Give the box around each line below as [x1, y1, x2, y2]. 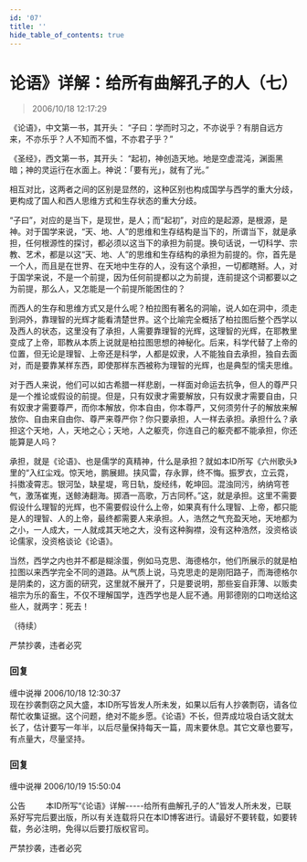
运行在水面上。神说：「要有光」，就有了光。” [48, 165, 210, 176]
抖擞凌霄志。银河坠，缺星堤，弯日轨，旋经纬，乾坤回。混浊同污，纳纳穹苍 [9, 479, 290, 490]
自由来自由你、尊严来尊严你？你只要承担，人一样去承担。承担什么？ [33, 413, 290, 425]
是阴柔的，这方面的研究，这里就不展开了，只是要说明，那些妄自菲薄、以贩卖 [9, 578, 298, 590]
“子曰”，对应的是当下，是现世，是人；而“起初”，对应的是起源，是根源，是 [9, 215, 288, 226]
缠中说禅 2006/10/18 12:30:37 [9, 687, 122, 698]
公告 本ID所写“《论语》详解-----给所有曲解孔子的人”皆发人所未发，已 [9, 800, 284, 811]
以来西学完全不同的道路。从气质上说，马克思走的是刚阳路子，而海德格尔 [25, 567, 298, 578]
